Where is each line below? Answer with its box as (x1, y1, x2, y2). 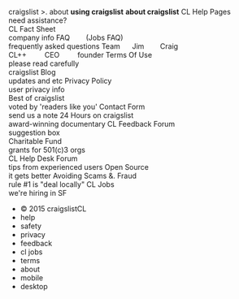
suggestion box (8, 128, 61, 137)
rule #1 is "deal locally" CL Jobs (8, 180, 115, 189)
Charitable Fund (8, 136, 63, 145)
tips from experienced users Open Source (8, 162, 149, 171)
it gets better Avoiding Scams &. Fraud (8, 171, 137, 180)
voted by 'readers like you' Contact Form (8, 102, 146, 111)
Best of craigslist (8, 93, 65, 102)
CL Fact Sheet (8, 24, 56, 33)
